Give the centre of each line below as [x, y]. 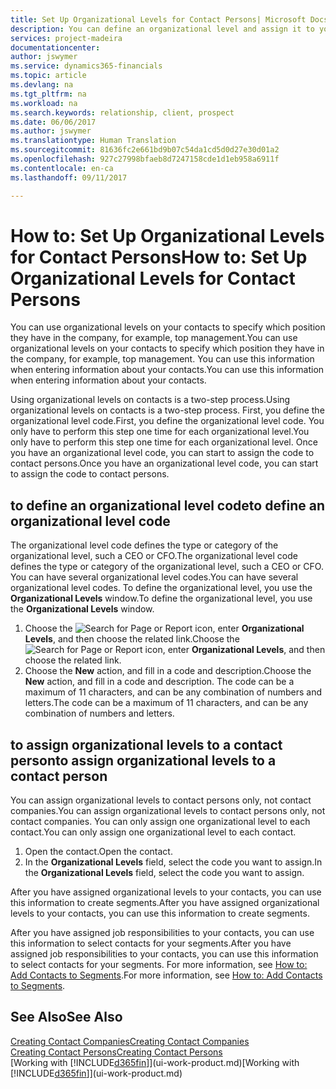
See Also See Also [66, 1017]
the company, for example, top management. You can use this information [162, 359]
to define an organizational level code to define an [167, 505]
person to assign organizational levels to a [143, 760]
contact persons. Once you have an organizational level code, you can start [164, 463]
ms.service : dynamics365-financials [86, 66]
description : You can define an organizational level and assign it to [162, 29]
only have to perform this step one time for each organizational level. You [160, 432]
